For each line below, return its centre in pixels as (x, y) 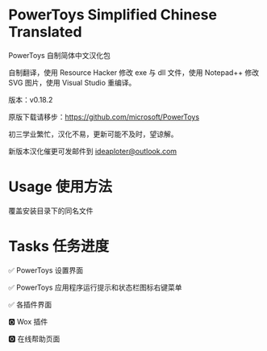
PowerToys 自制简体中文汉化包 (60, 55)
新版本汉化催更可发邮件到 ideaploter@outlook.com (93, 151)
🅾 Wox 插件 (28, 321)
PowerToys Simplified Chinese (113, 15)
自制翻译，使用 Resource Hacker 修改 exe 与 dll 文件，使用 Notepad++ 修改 (134, 72)
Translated (45, 32)
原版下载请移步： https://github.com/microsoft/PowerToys (104, 117)
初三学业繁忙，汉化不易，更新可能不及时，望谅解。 (93, 134)
